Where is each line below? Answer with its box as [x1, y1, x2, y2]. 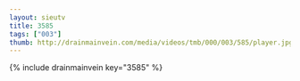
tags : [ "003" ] [9, 29, 62, 38]
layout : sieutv [9, 12, 66, 22]
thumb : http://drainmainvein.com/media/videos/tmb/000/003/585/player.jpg [9, 37, 294, 47]
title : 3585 [9, 21, 54, 30]
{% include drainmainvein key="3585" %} [9, 62, 163, 73]
